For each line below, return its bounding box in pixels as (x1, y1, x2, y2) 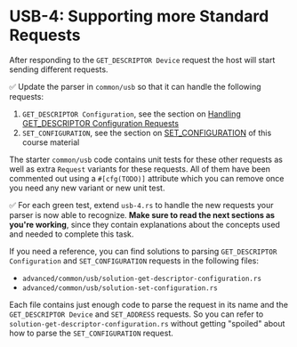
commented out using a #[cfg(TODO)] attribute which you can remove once (9, 173, 285, 183)
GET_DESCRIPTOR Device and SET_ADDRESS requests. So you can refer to (9, 309, 264, 319)
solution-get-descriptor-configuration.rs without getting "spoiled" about (9, 318, 285, 328)
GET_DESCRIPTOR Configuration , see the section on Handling (21, 109, 242, 119)
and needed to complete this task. (9, 229, 134, 239)
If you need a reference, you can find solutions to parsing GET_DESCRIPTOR (9, 246, 277, 256)
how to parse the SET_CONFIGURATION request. (9, 327, 173, 338)
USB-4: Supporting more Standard (9, 6, 269, 27)
